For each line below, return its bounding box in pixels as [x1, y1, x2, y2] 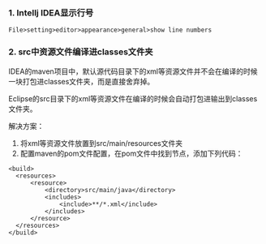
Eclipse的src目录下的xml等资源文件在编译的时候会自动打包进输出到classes [8, 93, 258, 103]
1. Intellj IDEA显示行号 [8, 6, 94, 18]
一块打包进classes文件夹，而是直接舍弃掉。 [8, 76, 155, 86]
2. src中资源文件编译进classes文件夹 [8, 46, 153, 58]
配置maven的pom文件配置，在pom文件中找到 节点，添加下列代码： [19, 148, 243, 158]
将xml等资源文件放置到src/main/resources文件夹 [19, 138, 183, 148]
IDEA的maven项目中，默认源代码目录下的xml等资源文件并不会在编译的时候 [8, 66, 258, 76]
